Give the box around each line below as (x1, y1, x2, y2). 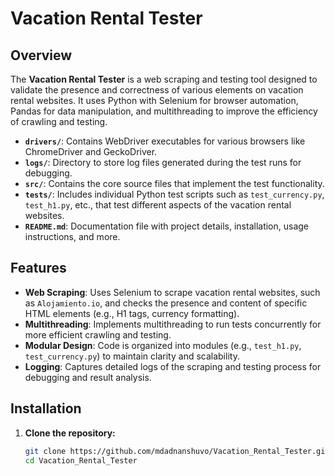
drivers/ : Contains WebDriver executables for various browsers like (24, 135, 306, 147)
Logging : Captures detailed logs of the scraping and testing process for (24, 360, 322, 372)
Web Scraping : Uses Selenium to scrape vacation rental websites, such (24, 286, 321, 298)
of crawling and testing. (10, 116, 108, 127)
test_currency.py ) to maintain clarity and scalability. (24, 350, 240, 362)
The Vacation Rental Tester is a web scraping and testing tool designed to (10, 73, 318, 85)
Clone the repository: (24, 427, 116, 439)
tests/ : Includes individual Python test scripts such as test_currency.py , (24, 188, 325, 200)
